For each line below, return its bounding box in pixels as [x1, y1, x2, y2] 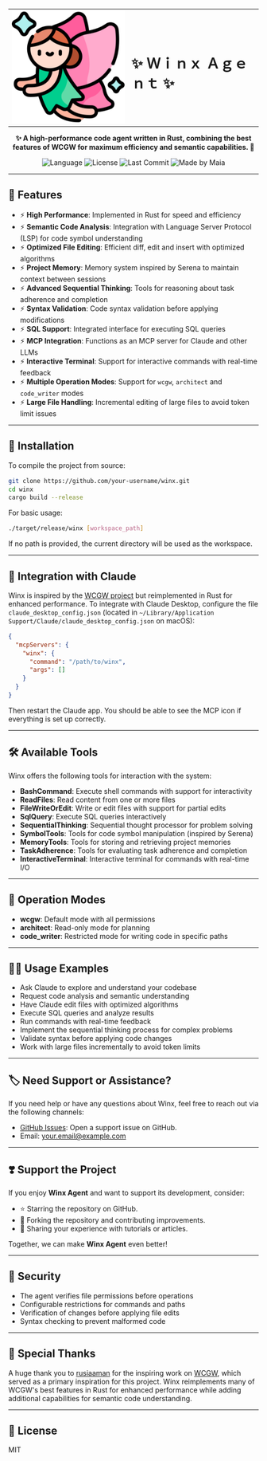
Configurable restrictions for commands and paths [19, 1299, 186, 1309]
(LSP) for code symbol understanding [19, 233, 143, 243]
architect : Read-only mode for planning [19, 922, 150, 933]
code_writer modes [19, 388, 84, 398]
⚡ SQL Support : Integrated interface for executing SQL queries [19, 324, 226, 333]
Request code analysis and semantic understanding [19, 992, 190, 1001]
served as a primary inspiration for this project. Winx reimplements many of [8, 1377, 255, 1386]
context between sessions [19, 274, 106, 284]
